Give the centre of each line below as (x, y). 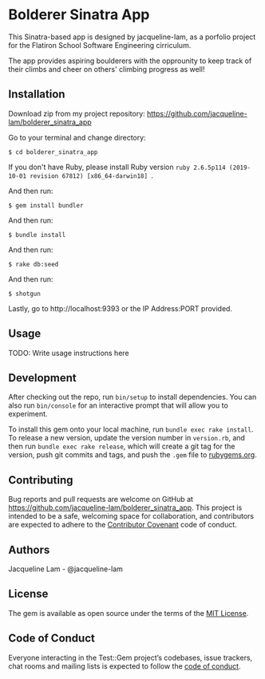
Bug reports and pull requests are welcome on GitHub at (101, 499)
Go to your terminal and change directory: (77, 137)
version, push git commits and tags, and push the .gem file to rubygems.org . (133, 455)
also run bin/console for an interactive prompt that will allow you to (119, 405)
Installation (37, 95)
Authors (29, 549)
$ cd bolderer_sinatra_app (53, 152)
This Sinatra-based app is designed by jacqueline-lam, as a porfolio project (132, 37)
